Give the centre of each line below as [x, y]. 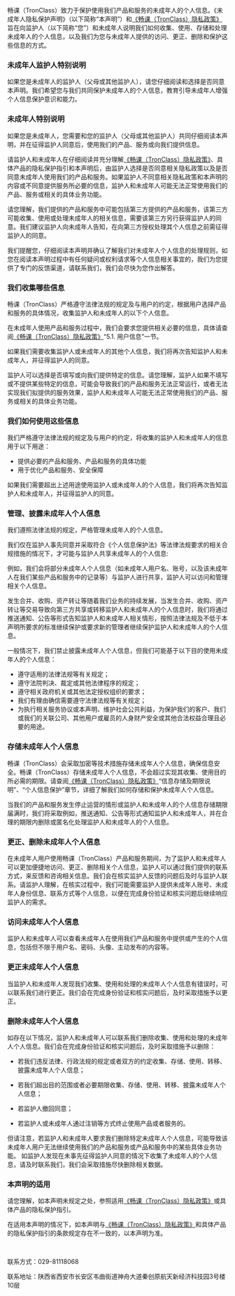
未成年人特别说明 [36, 119]
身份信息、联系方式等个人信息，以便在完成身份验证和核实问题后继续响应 [123, 894]
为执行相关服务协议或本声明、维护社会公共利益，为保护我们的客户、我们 [121, 710]
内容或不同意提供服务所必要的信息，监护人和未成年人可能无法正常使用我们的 [117, 185]
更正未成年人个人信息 [43, 967]
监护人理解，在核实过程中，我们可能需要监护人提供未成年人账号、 [120, 885]
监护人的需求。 [29, 902]
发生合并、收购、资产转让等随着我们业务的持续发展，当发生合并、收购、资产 [117, 601]
